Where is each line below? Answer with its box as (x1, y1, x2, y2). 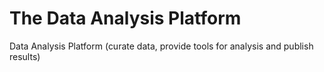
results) (9, 50, 41, 62)
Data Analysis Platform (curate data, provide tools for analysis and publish (9, 40, 314, 52)
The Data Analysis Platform (9, 7, 242, 30)
